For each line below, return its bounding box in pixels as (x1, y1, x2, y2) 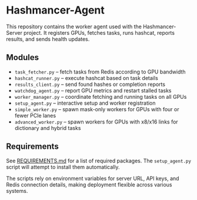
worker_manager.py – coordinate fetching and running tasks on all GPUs (14, 93, 187, 100)
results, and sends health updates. (6, 35, 90, 42)
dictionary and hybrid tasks (14, 124, 81, 131)
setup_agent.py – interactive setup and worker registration (14, 99, 156, 106)
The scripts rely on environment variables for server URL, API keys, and (6, 175, 179, 182)
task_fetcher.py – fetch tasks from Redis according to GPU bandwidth (14, 68, 186, 75)
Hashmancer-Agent (6, 4, 105, 17)
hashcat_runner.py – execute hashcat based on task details (14, 74, 159, 81)
